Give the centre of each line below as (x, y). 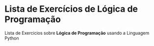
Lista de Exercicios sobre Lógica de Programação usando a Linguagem (77, 33)
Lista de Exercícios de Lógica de (71, 9)
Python (12, 38)
